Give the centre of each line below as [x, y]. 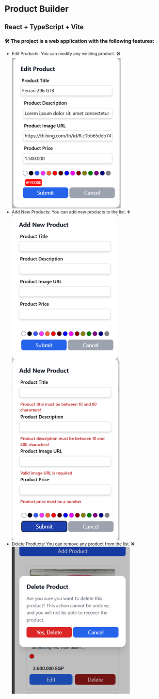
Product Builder [37, 9]
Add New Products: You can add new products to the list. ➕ [71, 211]
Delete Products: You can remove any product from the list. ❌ [73, 544]
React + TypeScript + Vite [44, 27]
